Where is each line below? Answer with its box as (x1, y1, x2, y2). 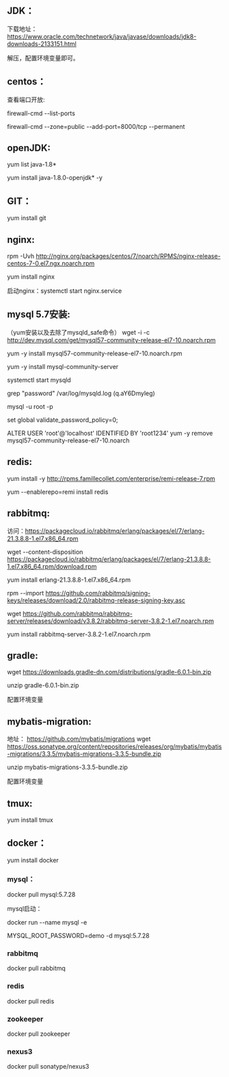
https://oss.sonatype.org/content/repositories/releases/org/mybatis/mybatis (7, 742, 222, 751)
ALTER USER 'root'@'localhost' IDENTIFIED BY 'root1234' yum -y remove (7, 429, 213, 437)
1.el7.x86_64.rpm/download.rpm (7, 562, 97, 570)
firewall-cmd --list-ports (7, 109, 75, 117)
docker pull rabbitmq (7, 964, 66, 973)
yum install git (7, 214, 46, 222)
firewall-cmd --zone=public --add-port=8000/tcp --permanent (7, 122, 185, 130)
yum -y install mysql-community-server (7, 362, 119, 370)
